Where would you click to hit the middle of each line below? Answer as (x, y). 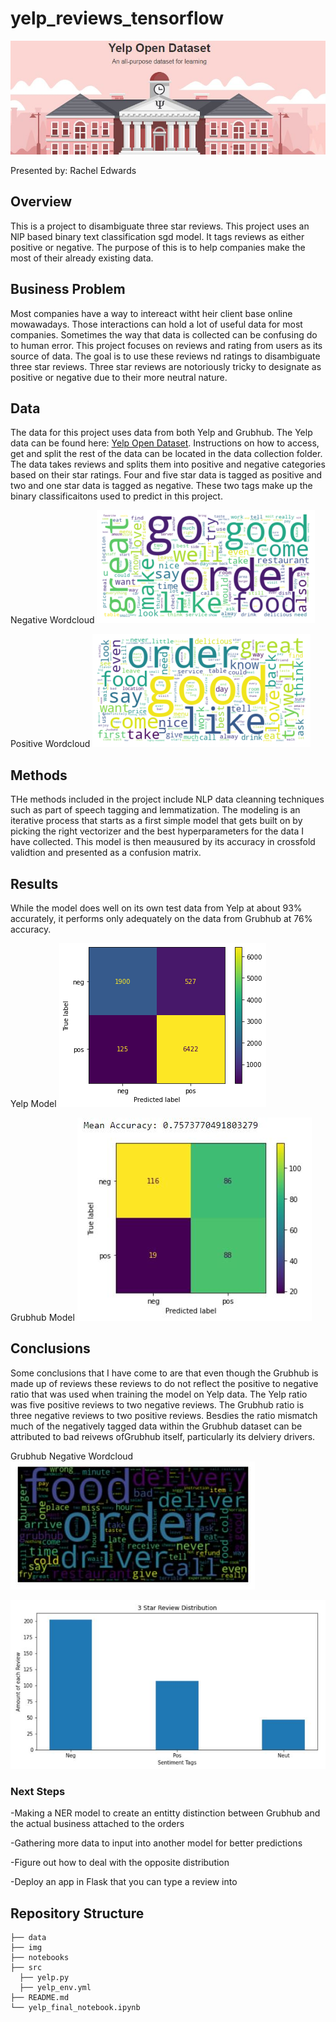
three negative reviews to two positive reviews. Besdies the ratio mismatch (164, 1415)
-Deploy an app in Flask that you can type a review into (124, 1882)
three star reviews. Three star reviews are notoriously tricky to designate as (166, 366)
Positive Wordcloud (50, 744)
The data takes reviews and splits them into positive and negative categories (168, 464)
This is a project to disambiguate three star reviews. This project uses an (160, 226)
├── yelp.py (44, 1978)
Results (34, 883)
